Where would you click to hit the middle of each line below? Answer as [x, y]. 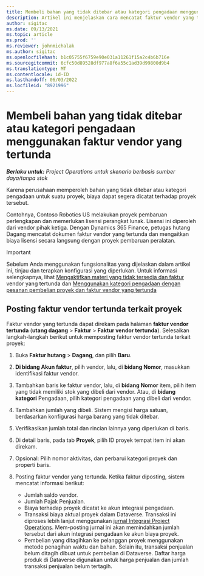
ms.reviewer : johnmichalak [40, 46]
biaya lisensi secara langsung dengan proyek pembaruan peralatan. [91, 240]
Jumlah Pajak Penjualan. [55, 501]
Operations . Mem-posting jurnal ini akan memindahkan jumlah [102, 527]
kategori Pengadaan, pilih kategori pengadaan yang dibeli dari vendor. [103, 398]
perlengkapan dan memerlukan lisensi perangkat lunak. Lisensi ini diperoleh [101, 221]
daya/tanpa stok [27, 178]
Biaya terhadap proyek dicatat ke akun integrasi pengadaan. [99, 508]
